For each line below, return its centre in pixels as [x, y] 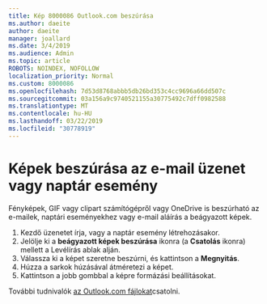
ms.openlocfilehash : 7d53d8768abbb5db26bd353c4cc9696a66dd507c [117, 91]
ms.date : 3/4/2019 [39, 46]
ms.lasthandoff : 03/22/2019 [56, 121]
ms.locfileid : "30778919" [52, 129]
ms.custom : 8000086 [41, 83]
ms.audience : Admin [41, 53]
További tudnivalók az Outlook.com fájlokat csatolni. [94, 291]
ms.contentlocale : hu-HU [50, 114]
